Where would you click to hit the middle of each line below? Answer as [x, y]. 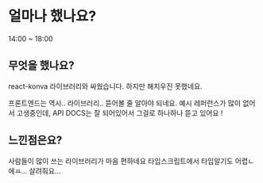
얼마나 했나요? [52, 16]
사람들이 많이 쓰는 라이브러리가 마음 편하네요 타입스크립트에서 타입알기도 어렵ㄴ [131, 161]
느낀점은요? [35, 141]
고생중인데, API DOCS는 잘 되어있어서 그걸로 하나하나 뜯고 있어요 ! [120, 112]
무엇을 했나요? [41, 65]
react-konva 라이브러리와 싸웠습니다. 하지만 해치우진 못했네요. [105, 86]
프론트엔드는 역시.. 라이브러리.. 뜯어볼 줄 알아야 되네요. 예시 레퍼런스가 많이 [124, 103]
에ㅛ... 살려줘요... [35, 170]
